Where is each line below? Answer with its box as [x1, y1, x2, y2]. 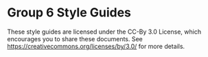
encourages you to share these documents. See [7, 34, 143, 43]
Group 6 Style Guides [7, 5, 132, 21]
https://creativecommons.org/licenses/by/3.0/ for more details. [7, 42, 185, 50]
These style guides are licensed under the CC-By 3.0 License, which [7, 27, 201, 36]
